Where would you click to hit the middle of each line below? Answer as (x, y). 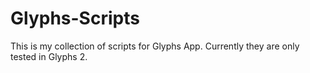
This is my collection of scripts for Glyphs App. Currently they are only (155, 46)
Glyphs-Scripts (75, 18)
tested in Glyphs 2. (49, 56)
